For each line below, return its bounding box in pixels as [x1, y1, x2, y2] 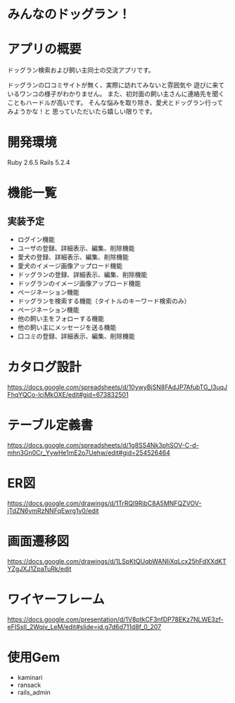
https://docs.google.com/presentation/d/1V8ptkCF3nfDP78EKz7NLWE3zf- [7, 615, 224, 623]
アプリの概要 [7, 42, 82, 57]
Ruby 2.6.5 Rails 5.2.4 [7, 158, 70, 167]
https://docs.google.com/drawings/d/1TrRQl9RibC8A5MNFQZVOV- [7, 499, 202, 507]
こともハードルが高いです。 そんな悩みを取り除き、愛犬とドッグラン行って [7, 99, 224, 107]
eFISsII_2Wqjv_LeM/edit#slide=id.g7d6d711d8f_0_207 [7, 622, 162, 631]
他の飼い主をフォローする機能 [17, 315, 104, 323]
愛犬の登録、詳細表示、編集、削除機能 [17, 253, 129, 261]
